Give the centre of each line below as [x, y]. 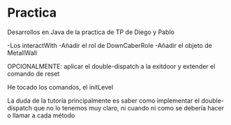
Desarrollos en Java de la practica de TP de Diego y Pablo [91, 32]
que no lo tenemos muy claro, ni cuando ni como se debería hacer [129, 108]
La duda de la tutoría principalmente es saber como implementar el [104, 100]
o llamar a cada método [41, 115]
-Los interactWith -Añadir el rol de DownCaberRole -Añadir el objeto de [110, 45]
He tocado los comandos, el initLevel [60, 87]
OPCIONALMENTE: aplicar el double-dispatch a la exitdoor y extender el [111, 66]
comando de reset [33, 74]
